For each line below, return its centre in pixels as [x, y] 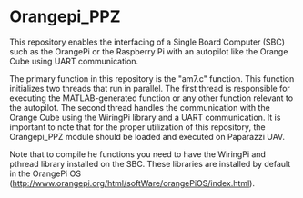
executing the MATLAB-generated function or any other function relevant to [151, 98]
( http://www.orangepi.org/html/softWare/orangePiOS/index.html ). [132, 183]
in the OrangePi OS [45, 173]
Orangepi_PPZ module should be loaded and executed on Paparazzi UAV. [147, 136]
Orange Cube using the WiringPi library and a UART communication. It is [145, 117]
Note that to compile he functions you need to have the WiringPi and [138, 154]
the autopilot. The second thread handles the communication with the [140, 107]
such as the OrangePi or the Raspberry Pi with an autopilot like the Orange [149, 51]
